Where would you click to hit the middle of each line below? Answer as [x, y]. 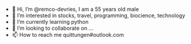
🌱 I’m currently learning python [50, 22]
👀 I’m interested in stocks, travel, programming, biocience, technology [99, 15]
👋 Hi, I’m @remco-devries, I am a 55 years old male [75, 9]
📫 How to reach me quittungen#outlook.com [68, 35]
